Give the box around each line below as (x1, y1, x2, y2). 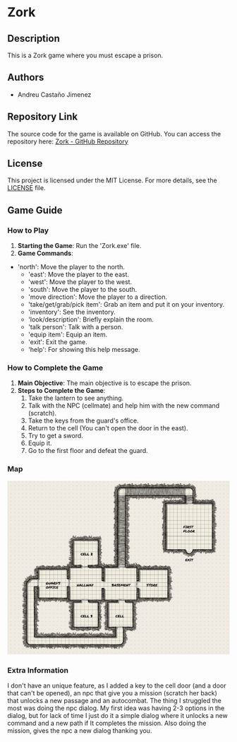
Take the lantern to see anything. (28, 394, 124, 403)
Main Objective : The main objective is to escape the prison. (17, 379, 192, 387)
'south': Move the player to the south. (28, 285, 138, 294)
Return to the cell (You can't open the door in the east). (28, 424, 188, 432)
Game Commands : (17, 249, 73, 258)
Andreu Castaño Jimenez (17, 90, 92, 99)
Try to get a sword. (28, 432, 83, 440)
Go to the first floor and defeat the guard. (28, 447, 148, 455)
